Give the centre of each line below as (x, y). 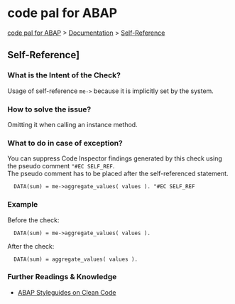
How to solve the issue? (49, 109)
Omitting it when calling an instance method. (72, 124)
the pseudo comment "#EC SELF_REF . (61, 166)
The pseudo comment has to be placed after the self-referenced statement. (118, 174)
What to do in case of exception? (65, 143)
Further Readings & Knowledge (62, 277)
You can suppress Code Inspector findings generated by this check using (115, 158)
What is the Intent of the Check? (64, 75)
